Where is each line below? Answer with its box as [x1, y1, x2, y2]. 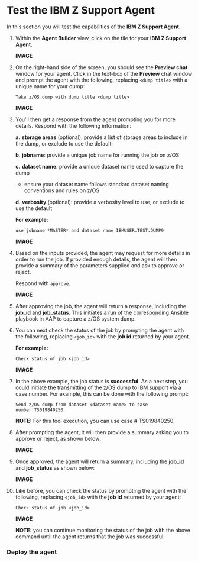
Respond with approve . [15, 279, 70, 287]
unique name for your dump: [15, 82, 85, 89]
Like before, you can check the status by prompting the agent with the [15, 487, 187, 494]
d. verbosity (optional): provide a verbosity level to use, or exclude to [15, 198, 185, 205]
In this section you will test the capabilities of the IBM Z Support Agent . [7, 23, 181, 30]
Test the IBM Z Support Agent [7, 4, 155, 17]
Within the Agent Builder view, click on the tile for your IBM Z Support [15, 34, 187, 41]
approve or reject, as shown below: [15, 435, 101, 442]
